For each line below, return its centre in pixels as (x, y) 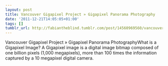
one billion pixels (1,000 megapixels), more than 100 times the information (81, 53)
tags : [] (14, 24)
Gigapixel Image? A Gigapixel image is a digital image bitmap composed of (82, 48)
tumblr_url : (17, 28)
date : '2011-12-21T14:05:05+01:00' (42, 19)
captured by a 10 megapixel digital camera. (49, 58)
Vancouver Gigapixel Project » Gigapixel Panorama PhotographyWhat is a (81, 42)
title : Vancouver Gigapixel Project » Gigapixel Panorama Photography (80, 14)
